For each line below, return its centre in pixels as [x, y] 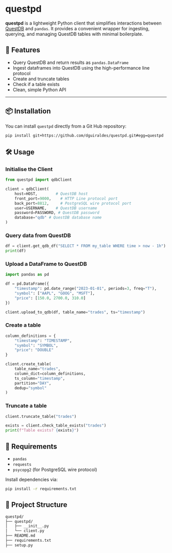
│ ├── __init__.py [27, 526]
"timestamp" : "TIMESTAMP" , [43, 341]
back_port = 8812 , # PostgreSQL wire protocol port [73, 203]
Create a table [23, 325]
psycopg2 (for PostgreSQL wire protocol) [55, 470]
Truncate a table [26, 406]
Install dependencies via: [31, 480]
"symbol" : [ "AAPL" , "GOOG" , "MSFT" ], [55, 293]
